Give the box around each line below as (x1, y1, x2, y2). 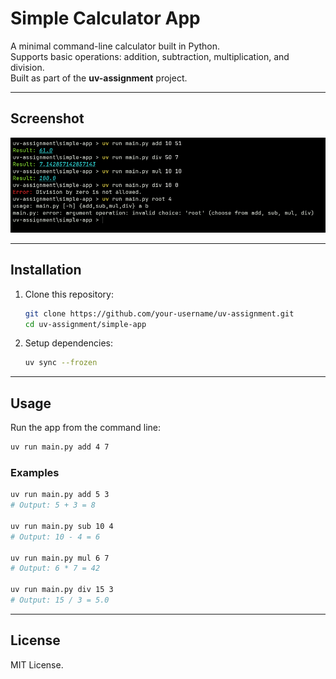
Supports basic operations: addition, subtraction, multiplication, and (10, 50, 290, 62)
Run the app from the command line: (10, 422, 161, 434)
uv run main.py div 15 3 (10, 585, 114, 595)
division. (10, 61, 45, 73)
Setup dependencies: (24, 337, 114, 349)
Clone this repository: (24, 288, 114, 300)
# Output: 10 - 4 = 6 (10, 532, 101, 542)
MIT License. (10, 658, 64, 671)
